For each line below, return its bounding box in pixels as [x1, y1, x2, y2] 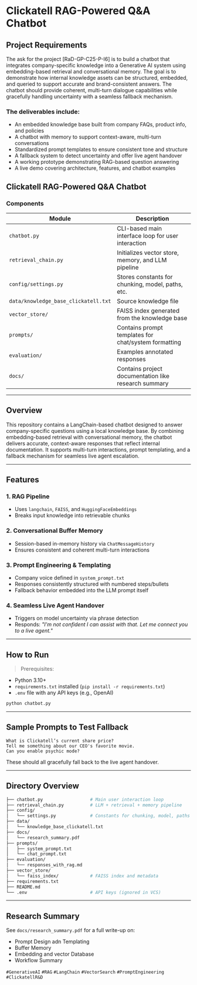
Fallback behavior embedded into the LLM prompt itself [14, 587, 149, 594]
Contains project [117, 364, 163, 372]
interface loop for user [117, 231, 179, 240]
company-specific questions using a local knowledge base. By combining [6, 427, 184, 434]
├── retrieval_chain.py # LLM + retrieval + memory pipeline [6, 802, 182, 808]
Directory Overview [6, 781, 79, 791]
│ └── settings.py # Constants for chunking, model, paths [6, 813, 191, 819]
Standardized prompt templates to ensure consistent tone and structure [14, 146, 188, 153]
